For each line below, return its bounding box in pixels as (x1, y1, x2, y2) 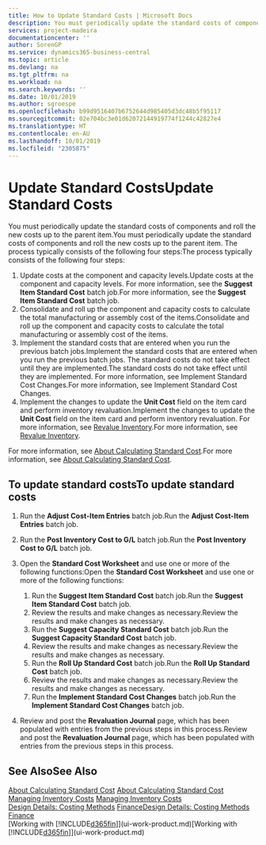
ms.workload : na (8, 78, 62, 86)
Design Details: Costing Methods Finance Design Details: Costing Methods (8, 802, 250, 812)
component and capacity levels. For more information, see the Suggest (19, 279, 253, 289)
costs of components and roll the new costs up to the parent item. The (8, 239, 237, 248)
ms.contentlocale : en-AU (8, 129, 90, 137)
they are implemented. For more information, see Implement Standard (19, 372, 247, 382)
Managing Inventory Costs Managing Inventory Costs (8, 793, 182, 803)
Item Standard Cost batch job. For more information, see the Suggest (19, 287, 247, 298)
